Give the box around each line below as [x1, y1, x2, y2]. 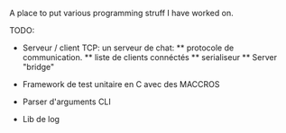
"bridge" [22, 62, 55, 72]
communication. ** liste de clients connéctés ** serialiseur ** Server [22, 52, 278, 62]
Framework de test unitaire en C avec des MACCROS [22, 79, 220, 89]
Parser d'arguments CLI [22, 96, 111, 107]
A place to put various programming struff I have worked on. [9, 8, 234, 18]
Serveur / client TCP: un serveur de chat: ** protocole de [22, 42, 235, 53]
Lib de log [22, 114, 60, 124]
